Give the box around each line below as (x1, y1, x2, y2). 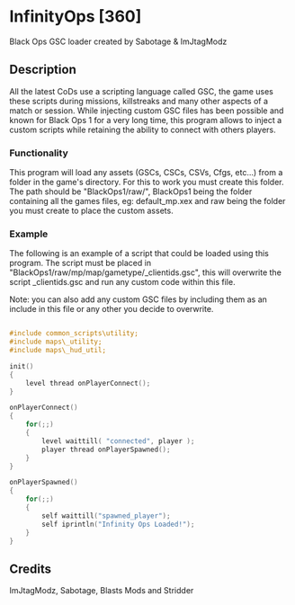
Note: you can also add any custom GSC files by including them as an (9, 294, 268, 305)
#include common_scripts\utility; (9, 329, 139, 338)
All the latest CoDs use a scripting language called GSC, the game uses (9, 85, 274, 96)
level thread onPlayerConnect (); (25, 378, 151, 387)
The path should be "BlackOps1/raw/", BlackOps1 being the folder (9, 186, 253, 197)
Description (9, 62, 76, 77)
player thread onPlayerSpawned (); (41, 445, 171, 454)
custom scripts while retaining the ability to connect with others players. (9, 124, 276, 135)
